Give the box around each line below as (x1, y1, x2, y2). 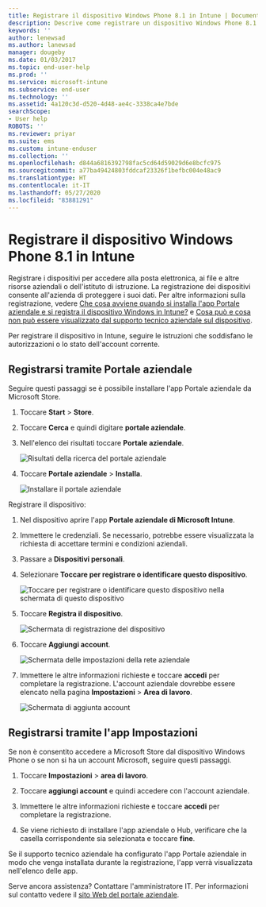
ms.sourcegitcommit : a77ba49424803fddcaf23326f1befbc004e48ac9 (8, 167, 222, 175)
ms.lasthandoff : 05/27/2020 (8, 188, 101, 197)
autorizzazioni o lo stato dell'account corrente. (8, 339, 160, 349)
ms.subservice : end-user (8, 85, 90, 94)
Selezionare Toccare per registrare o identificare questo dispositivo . (19, 569, 248, 580)
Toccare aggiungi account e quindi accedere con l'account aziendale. (19, 786, 250, 796)
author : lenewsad (8, 33, 66, 42)
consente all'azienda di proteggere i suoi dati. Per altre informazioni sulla (8, 291, 246, 300)
